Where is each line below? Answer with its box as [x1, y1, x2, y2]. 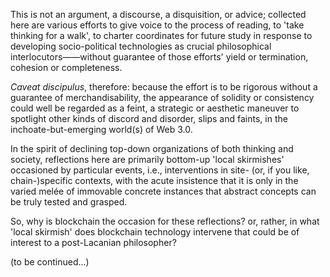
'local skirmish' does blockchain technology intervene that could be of [10, 226, 300, 238]
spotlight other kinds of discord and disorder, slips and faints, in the [10, 113, 288, 124]
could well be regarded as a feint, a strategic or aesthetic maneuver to [10, 102, 300, 114]
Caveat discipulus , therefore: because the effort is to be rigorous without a [10, 81, 318, 93]
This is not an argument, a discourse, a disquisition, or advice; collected [10, 9, 307, 20]
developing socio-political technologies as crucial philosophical [10, 40, 272, 52]
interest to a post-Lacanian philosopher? [10, 237, 177, 248]
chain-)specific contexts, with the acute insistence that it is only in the [10, 175, 299, 186]
